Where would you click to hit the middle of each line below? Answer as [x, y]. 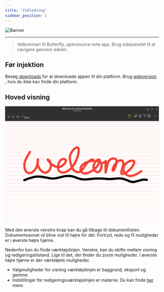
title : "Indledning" [26, 10]
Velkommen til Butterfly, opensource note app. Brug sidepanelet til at [86, 44]
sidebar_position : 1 [26, 15]
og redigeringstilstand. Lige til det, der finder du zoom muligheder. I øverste [81, 255]
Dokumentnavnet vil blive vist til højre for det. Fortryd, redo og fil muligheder [82, 235]
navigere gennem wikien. [42, 49]
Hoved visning [28, 97]
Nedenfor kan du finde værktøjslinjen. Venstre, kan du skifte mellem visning [81, 249]
